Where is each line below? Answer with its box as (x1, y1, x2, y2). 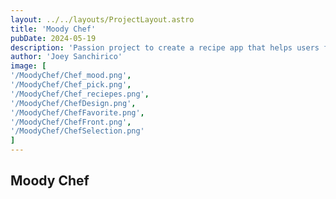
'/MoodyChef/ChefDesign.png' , (10, 98, 137, 108)
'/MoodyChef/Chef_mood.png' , (10, 71, 132, 81)
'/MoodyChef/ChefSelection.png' (10, 126, 145, 136)
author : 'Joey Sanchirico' (10, 52, 123, 62)
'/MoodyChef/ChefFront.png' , (10, 117, 132, 127)
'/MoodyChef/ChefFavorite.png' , (10, 107, 145, 118)
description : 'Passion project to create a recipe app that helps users (10, 42, 320, 53)
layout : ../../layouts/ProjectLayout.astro (10, 14, 195, 25)
